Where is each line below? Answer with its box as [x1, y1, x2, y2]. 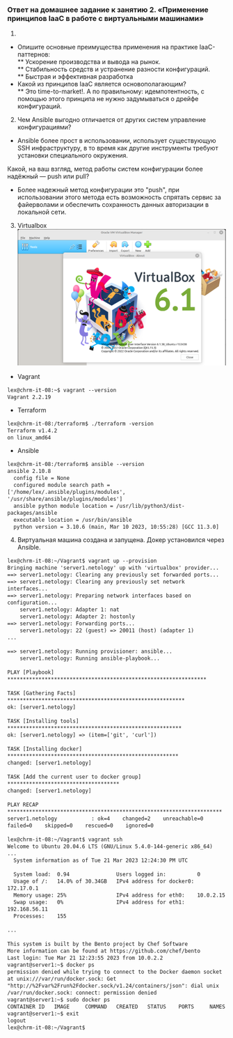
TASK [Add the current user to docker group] [7, 773, 141, 780]
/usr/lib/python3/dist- [115, 502, 186, 509]
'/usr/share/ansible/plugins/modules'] [7, 495, 123, 502]
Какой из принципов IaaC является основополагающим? [17, 80, 186, 88]
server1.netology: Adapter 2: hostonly [19, 613, 136, 620]
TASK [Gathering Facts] [7, 690, 77, 697]
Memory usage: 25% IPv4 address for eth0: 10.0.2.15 [13, 892, 226, 899]
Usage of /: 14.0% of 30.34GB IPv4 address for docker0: [13, 878, 195, 885]
